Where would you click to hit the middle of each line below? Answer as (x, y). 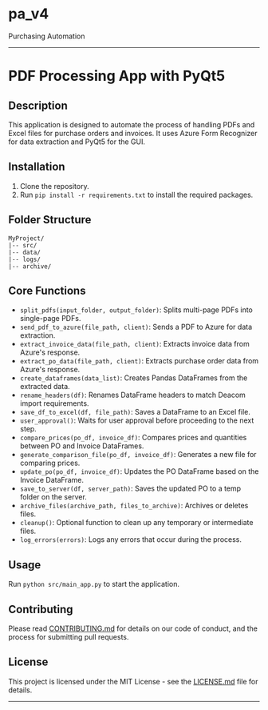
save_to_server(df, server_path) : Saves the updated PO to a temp (130, 488)
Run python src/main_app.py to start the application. (94, 584)
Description (38, 105)
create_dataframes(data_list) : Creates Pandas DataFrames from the (134, 378)
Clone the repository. (54, 186)
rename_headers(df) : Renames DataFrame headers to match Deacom (132, 395)
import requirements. (54, 403)
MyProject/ (26, 238)
